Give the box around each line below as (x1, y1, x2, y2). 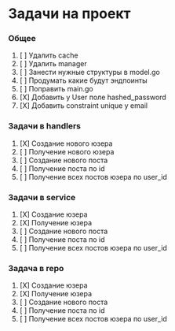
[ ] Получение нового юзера (19, 147, 115, 156)
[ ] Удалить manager (19, 59, 88, 69)
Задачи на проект (8, 5, 131, 23)
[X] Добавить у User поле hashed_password (19, 92, 166, 102)
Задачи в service (8, 192, 76, 203)
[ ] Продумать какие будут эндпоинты (19, 76, 148, 85)
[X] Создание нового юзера (19, 139, 113, 148)
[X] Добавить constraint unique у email (19, 101, 148, 110)
